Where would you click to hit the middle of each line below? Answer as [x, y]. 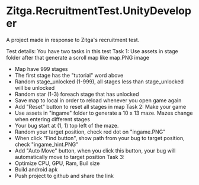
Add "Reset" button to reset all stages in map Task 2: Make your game [100, 106]
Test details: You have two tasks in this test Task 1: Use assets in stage [92, 51]
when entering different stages [52, 119]
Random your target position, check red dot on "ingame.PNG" [90, 132]
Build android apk [36, 169]
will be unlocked [35, 87]
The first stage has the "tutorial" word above [69, 75]
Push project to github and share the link [64, 176]
